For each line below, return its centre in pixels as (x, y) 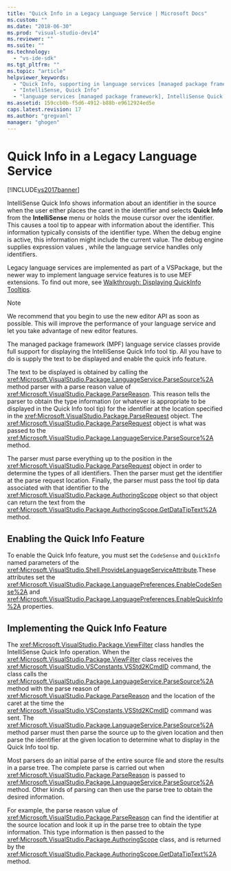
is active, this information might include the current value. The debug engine (115, 240)
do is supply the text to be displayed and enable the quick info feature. (107, 359)
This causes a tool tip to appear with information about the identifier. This (111, 225)
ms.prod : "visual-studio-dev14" (53, 33)
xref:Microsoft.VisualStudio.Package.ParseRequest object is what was (107, 423)
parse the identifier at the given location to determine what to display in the (113, 740)
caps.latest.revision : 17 (44, 109)
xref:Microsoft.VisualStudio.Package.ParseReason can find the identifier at (113, 818)
